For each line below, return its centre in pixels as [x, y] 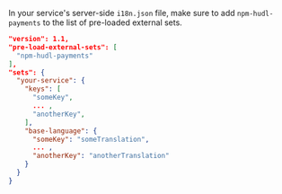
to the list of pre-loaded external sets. [113, 22]
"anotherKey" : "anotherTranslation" [101, 156]
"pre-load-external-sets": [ [63, 47]
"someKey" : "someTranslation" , [91, 139]
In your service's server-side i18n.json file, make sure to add [122, 13]
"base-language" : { [61, 131]
